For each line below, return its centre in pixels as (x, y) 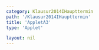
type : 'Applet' (25, 28)
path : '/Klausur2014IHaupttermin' (49, 17)
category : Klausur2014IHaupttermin (50, 11)
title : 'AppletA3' (29, 22)
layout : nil (21, 38)
